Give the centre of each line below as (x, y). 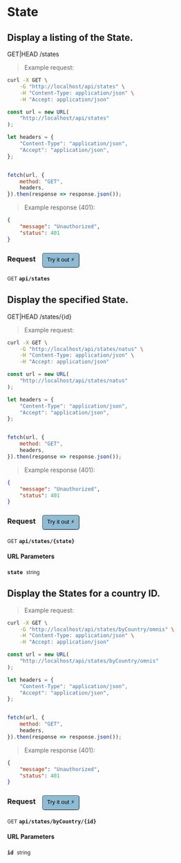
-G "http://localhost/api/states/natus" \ (82, 349)
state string (23, 572)
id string (19, 853)
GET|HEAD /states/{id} (39, 316)
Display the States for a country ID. (84, 594)
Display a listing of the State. (70, 38)
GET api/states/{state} (41, 541)
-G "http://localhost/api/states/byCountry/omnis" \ (97, 629)
